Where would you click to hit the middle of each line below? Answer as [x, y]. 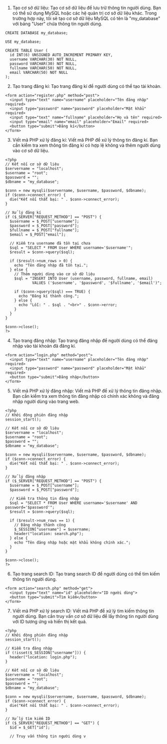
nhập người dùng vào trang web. [46, 401]
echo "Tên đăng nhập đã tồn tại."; [51, 265]
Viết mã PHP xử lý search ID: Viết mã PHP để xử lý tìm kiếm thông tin [83, 611]
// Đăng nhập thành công [40, 525]
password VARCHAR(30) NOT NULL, [43, 64]
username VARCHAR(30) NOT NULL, [43, 59]
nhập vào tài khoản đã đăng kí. [44, 346]
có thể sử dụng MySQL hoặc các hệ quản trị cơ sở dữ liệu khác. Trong [84, 13]
